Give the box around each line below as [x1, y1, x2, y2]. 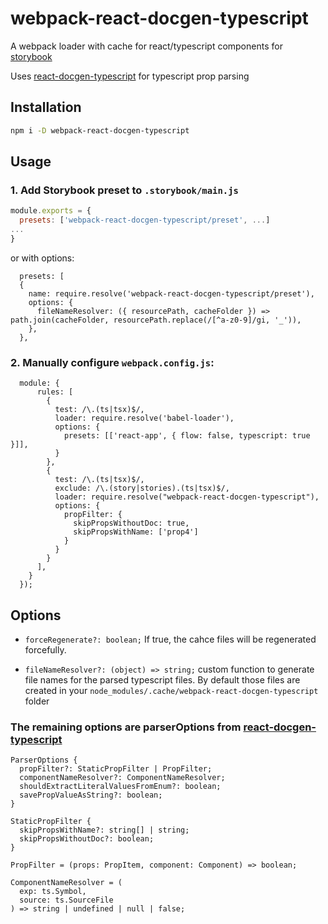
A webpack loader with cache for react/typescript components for [10, 40, 283, 52]
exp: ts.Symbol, [19, 887, 87, 897]
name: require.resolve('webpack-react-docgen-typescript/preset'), [28, 288, 315, 299]
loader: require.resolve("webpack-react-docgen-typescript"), [54, 492, 320, 502]
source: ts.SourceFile [19, 895, 114, 906]
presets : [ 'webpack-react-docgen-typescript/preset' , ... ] [19, 215, 271, 226]
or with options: [10, 252, 75, 264]
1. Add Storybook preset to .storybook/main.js [10, 183, 239, 197]
